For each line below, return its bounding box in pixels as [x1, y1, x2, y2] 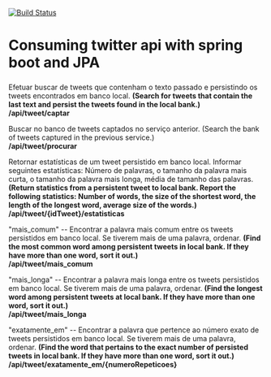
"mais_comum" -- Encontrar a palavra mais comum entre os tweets [8, 224, 234, 235]
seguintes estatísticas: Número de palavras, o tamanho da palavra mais [8, 166, 247, 175]
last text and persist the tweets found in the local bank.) [8, 100, 200, 110]
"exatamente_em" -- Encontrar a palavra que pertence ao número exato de [8, 325, 260, 335]
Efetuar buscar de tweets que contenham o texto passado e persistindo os [8, 82, 258, 93]
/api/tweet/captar [8, 108, 71, 118]
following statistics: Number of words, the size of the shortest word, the [8, 192, 256, 201]
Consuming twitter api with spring [8, 37, 243, 54]
